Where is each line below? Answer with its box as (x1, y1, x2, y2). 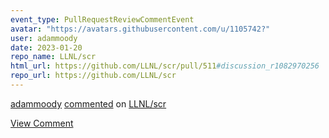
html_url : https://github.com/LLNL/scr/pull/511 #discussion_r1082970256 (10, 61, 320, 71)
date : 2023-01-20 (10, 42, 83, 53)
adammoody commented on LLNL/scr (10, 97, 167, 110)
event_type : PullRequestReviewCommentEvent (10, 14, 195, 25)
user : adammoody (10, 33, 78, 43)
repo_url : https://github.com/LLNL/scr (10, 71, 177, 81)
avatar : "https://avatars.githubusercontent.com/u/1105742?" (10, 24, 271, 34)
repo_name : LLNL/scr (10, 52, 97, 62)
